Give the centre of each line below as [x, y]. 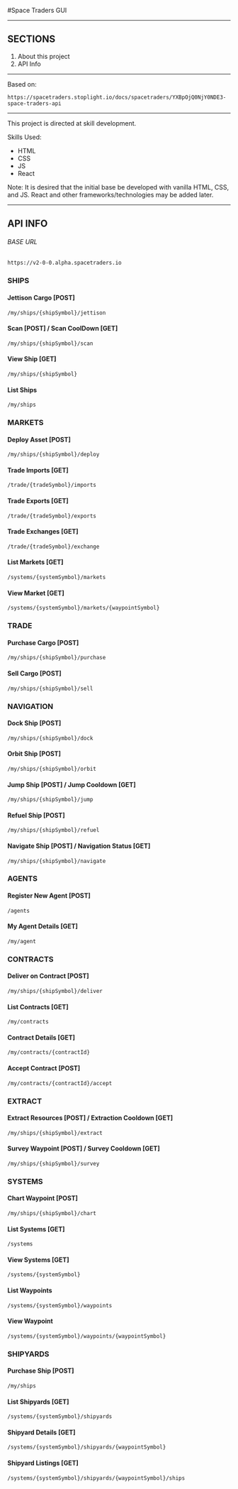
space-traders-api [34, 103]
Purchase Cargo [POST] [43, 642]
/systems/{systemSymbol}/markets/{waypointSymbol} [84, 608]
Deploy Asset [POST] [39, 439]
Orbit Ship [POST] [34, 754]
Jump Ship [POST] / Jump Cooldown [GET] [72, 784]
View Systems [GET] [38, 1260]
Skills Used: [24, 137]
